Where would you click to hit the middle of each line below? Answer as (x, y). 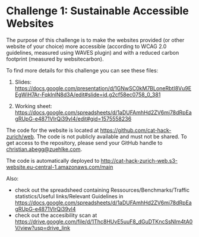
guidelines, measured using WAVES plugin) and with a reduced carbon (93, 52)
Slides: (23, 82)
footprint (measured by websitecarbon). (55, 59)
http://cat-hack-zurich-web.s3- (139, 160)
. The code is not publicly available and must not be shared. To (110, 136)
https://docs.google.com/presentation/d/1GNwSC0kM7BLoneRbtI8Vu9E (103, 88)
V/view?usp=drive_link (42, 227)
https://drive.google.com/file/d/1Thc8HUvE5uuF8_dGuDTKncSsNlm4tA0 (104, 222)
